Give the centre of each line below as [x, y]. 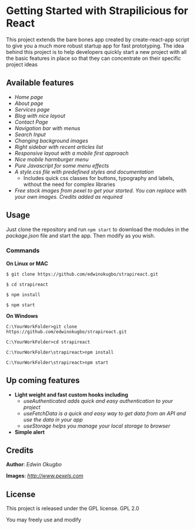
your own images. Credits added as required [69, 196]
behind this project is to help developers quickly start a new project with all [96, 52]
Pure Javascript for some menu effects [62, 165]
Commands [23, 250]
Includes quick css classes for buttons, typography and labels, [99, 178]
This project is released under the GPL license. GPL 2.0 [73, 508]
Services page [32, 109]
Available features [40, 83]
